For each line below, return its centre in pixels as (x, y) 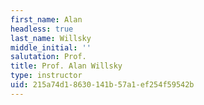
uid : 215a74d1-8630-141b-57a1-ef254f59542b (102, 85)
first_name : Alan (46, 19)
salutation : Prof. (48, 57)
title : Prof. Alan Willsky (66, 66)
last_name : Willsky (51, 38)
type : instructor (46, 76)
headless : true (42, 29)
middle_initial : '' (51, 47)
